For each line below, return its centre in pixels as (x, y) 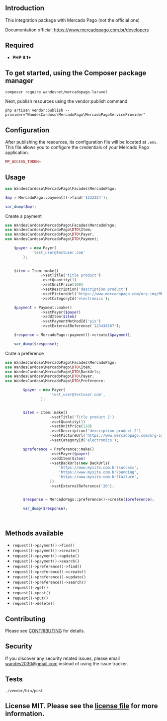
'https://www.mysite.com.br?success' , (99, 468)
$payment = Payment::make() (43, 308)
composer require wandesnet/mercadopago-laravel (56, 92)
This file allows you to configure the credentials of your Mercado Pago (77, 147)
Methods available (34, 533)
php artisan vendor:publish (34, 111)
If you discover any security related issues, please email (63, 658)
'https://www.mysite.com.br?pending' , (99, 472)
